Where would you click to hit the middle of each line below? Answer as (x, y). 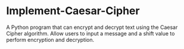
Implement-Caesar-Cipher (73, 11)
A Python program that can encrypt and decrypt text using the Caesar (92, 27)
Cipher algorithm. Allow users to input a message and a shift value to (91, 33)
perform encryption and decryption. (50, 40)
